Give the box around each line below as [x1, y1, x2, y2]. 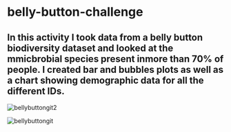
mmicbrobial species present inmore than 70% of [7, 53, 224, 65]
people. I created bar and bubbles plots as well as [7, 63, 224, 76]
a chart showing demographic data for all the [7, 74, 205, 86]
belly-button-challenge [7, 4, 143, 20]
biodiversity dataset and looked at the [7, 42, 174, 54]
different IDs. [7, 85, 65, 97]
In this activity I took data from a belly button [7, 32, 203, 43]
